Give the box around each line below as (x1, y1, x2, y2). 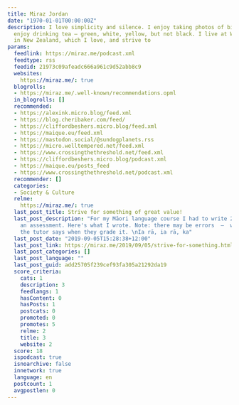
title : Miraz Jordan (7, 10, 69, 18)
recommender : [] (14, 175, 62, 183)
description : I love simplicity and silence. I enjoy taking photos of (7, 23, 224, 31)
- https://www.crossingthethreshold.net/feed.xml (14, 149, 164, 156)
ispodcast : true (14, 354, 62, 361)
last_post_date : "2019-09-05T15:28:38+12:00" (14, 235, 152, 242)
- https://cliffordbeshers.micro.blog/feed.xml (14, 122, 158, 130)
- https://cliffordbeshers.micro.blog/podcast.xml (14, 156, 167, 163)
